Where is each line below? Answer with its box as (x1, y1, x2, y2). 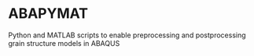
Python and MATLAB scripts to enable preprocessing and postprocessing (8, 30, 246, 40)
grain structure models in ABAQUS (8, 38, 120, 47)
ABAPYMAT (8, 5, 89, 23)
